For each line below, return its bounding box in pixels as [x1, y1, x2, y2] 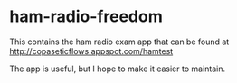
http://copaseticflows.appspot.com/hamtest [9, 45, 174, 56]
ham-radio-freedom [9, 6, 163, 27]
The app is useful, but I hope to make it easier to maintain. [9, 63, 226, 74]
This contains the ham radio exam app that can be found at [9, 36, 230, 47]
